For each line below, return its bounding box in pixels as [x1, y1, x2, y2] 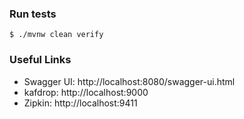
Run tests [9, 7, 57, 21]
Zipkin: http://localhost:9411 [23, 97, 138, 109]
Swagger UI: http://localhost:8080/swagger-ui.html [23, 75, 236, 87]
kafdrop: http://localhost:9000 [23, 86, 149, 98]
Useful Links [9, 53, 72, 67]
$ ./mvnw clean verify [9, 30, 104, 40]
